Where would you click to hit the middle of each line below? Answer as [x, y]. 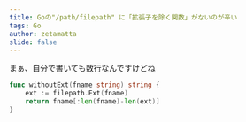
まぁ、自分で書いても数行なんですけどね [82, 68]
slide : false [33, 42]
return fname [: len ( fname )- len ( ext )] [93, 102]
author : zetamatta [43, 34]
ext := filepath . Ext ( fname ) [77, 94]
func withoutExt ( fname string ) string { [85, 85]
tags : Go [25, 26]
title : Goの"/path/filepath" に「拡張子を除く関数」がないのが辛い [123, 17]
